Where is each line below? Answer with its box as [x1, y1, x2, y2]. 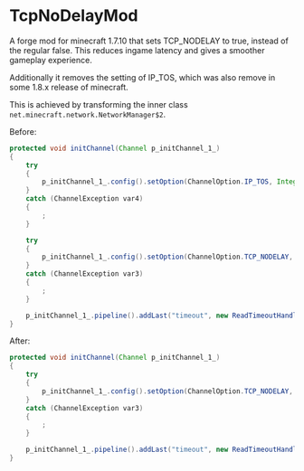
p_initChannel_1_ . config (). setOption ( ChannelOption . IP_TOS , [42, 177, 273, 186]
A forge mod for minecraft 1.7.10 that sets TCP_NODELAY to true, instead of [9, 35, 290, 46]
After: [9, 335, 31, 346]
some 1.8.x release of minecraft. [9, 81, 128, 92]
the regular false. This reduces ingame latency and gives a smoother [9, 44, 265, 55]
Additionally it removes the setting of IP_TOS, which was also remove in [9, 71, 276, 82]
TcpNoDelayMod [9, 5, 138, 26]
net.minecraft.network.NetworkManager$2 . [9, 108, 166, 119]
